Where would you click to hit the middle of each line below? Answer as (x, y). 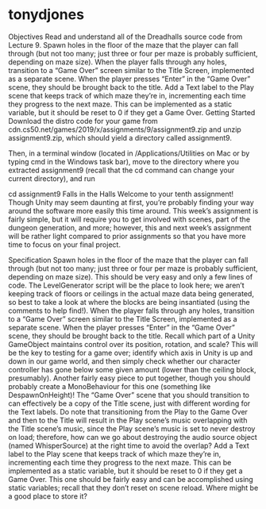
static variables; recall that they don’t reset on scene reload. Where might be (133, 488)
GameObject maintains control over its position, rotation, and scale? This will (133, 344)
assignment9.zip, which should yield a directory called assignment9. (120, 137)
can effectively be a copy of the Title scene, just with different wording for (129, 403)
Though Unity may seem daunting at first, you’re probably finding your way (131, 202)
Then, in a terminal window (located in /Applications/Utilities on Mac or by (129, 153)
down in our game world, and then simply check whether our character (124, 361)
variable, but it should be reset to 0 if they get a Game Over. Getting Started (132, 112)
